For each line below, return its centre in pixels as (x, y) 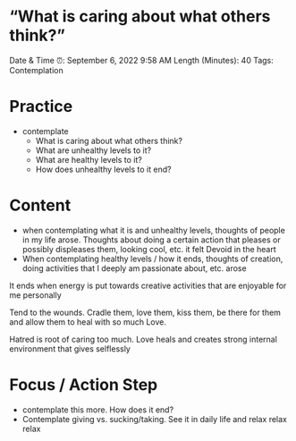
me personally (36, 295)
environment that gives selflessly (70, 348)
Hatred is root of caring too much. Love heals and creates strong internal (143, 339)
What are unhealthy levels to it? (93, 150)
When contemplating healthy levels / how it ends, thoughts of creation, (152, 259)
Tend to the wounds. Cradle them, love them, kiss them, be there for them (145, 312)
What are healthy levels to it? (89, 159)
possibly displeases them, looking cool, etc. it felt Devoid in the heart (149, 249)
